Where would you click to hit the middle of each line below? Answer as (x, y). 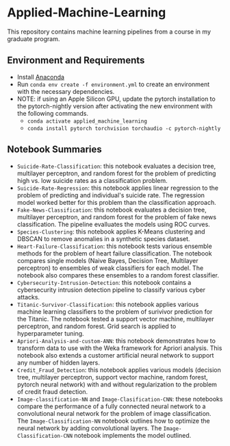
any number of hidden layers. (59, 362)
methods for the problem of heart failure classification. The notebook (114, 253)
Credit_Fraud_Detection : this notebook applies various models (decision (119, 370)
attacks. (28, 297)
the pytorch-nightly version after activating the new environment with (115, 106)
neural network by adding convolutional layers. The (89, 428)
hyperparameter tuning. (50, 333)
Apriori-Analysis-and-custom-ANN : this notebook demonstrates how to (116, 340)
